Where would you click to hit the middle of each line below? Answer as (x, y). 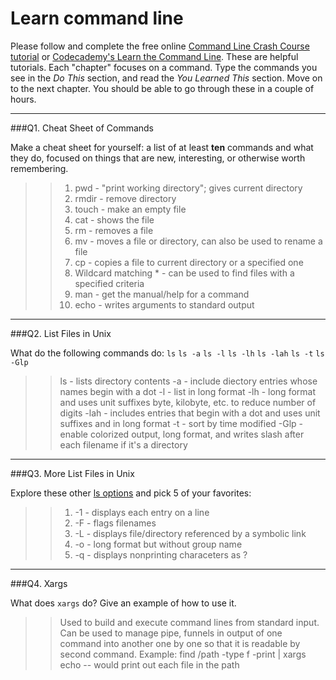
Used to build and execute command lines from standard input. (189, 622)
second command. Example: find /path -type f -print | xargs (183, 654)
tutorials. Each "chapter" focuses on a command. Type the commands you (164, 67)
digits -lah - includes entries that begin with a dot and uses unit (190, 413)
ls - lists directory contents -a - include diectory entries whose (188, 381)
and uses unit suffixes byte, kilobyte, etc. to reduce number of (188, 402)
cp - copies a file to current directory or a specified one (189, 262)
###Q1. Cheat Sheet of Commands (82, 128)
